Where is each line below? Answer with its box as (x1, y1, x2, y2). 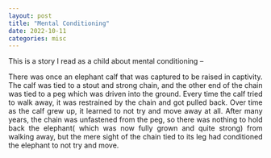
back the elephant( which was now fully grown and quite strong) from (8, 123, 263, 133)
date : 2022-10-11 (8, 27, 67, 35)
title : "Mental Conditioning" (8, 19, 110, 27)
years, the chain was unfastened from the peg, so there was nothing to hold (8, 114, 263, 125)
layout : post (8, 11, 52, 20)
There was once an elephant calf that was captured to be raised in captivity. (8, 72, 263, 81)
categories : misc (8, 34, 67, 43)
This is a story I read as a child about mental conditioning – (8, 56, 204, 66)
